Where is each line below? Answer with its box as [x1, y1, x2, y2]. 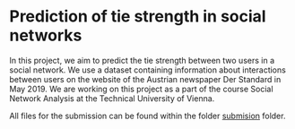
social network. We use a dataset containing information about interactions [9, 64, 287, 75]
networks [9, 25, 82, 46]
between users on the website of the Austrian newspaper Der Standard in [9, 73, 282, 84]
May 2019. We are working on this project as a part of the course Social [9, 83, 273, 94]
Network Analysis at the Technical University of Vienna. [9, 92, 215, 104]
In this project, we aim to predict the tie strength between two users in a [9, 55, 275, 65]
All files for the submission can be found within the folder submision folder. [9, 110, 286, 121]
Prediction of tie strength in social [9, 6, 266, 27]
